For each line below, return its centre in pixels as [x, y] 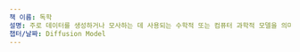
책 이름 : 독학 [31, 17]
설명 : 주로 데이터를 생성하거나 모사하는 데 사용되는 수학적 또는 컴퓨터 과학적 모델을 [143, 26]
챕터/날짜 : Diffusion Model [58, 33]
